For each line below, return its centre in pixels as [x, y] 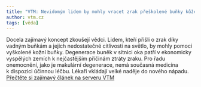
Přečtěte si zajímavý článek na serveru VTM [60, 77]
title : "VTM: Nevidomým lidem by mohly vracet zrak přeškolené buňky [95, 12]
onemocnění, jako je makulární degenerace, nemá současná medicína [92, 65]
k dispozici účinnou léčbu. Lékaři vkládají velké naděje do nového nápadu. [98, 72]
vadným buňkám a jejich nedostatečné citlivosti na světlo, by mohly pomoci [99, 46]
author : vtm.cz [25, 17]
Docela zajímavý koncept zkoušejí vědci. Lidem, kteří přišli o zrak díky [92, 40]
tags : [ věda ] [22, 23]
